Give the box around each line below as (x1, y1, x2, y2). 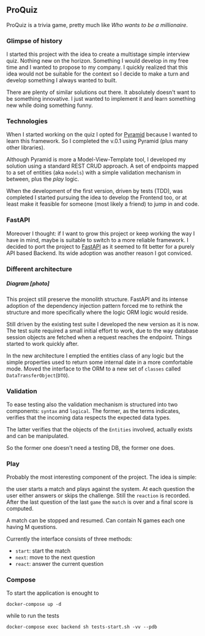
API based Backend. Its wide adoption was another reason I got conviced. (6, 249, 193, 257)
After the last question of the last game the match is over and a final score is (6, 498, 194, 506)
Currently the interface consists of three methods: (6, 535, 133, 543)
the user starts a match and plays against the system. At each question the (6, 485, 195, 493)
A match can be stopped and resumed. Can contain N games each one (6, 517, 185, 524)
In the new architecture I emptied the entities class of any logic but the (6, 351, 184, 359)
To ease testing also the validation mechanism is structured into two (6, 401, 178, 408)
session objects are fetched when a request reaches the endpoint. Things (6, 333, 193, 340)
